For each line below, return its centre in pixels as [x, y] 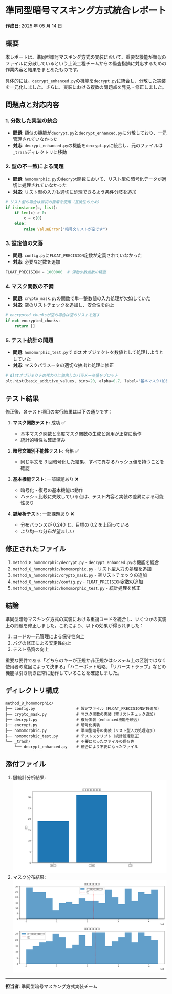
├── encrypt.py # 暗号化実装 [53, 725]
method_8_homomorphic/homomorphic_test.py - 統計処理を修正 [77, 588]
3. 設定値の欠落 [24, 243]
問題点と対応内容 [32, 105]
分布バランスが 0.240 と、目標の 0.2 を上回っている [75, 524]
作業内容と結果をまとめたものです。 [43, 69]
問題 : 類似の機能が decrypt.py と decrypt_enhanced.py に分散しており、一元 [90, 133]
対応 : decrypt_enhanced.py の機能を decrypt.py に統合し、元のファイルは [88, 146]
